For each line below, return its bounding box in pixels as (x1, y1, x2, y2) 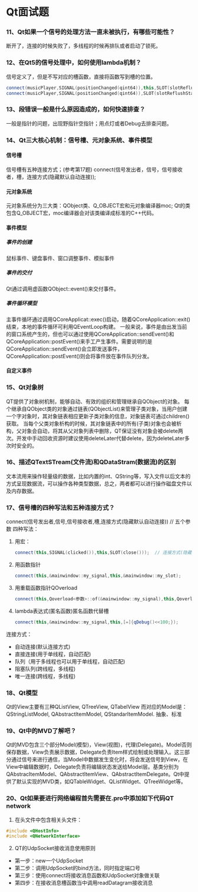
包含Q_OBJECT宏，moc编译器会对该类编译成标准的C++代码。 (6, 210, 157, 217)
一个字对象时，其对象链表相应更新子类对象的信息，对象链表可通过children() (6, 412, 190, 419)
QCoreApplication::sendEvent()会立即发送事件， (6, 345, 123, 352)
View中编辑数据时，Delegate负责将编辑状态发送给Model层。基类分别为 (6, 764, 179, 771)
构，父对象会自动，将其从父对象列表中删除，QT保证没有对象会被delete (6, 427, 179, 434)
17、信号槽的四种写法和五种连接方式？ (6, 503, 115, 511)
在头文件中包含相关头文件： (14, 816, 82, 823)
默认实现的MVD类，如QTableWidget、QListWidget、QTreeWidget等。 (16, 778, 187, 785)
